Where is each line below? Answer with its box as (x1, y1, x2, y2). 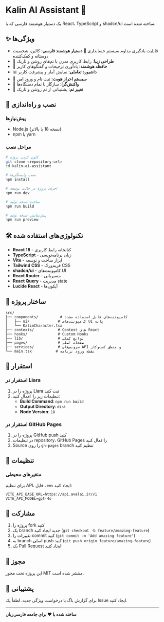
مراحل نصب (5, 144, 31, 151)
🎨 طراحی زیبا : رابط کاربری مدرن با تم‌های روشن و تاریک (12, 58, 114, 64)
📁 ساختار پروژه (5, 297, 46, 306)
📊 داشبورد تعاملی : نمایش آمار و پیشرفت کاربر (12, 68, 97, 75)
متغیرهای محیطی (5, 471, 42, 478)
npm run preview (5, 217, 38, 222)
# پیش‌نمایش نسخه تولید (5, 213, 47, 218)
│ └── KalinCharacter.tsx (5, 323, 63, 328)
